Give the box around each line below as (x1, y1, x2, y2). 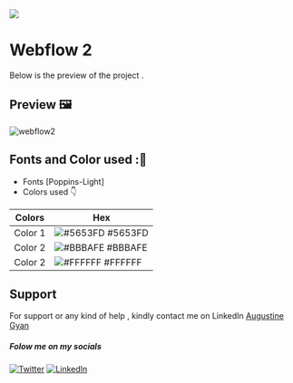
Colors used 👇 (22, 186, 77, 197)
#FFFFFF (103, 255, 142, 268)
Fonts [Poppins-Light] (22, 176, 104, 187)
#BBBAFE (106, 241, 148, 254)
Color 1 (14, 226, 46, 239)
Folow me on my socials (9, 340, 102, 351)
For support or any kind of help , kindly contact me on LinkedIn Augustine (9, 311, 284, 321)
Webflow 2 (9, 40, 93, 61)
